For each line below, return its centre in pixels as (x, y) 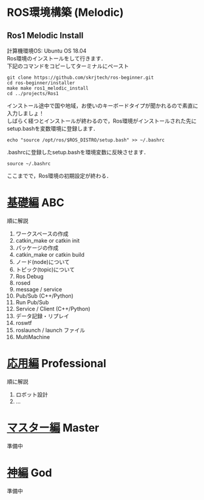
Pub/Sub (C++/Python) (44, 296)
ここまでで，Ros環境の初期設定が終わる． (59, 176)
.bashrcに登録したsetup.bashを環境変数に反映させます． (78, 152)
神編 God (29, 473)
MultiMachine (33, 337)
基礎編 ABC (36, 203)
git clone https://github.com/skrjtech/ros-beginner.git (80, 77)
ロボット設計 (32, 395)
